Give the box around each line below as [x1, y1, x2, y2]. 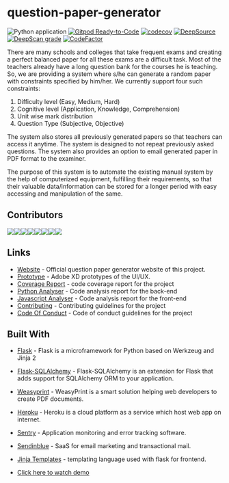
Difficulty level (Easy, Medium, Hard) [16, 97, 120, 105]
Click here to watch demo [16, 469, 90, 477]
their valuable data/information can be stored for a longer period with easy [7, 182, 217, 190]
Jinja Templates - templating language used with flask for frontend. [16, 455, 206, 463]
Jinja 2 [16, 354, 36, 362]
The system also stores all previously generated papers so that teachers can [7, 132, 223, 141]
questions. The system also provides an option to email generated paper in [7, 147, 218, 155]
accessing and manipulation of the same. [7, 190, 123, 198]
